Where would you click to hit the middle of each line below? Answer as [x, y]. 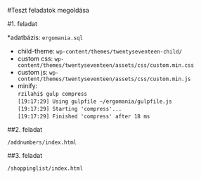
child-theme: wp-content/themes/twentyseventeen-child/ [100, 51]
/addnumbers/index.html [42, 142]
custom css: [35, 58]
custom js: [32, 72]
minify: [27, 86]
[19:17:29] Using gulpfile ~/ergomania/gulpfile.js [95, 101]
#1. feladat [22, 24]
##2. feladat [25, 129]
